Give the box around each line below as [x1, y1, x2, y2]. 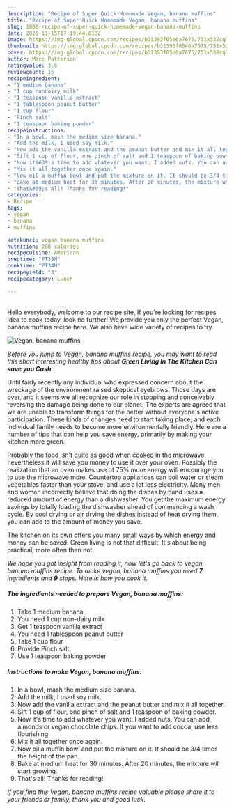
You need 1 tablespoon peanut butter [17, 630, 124, 638]
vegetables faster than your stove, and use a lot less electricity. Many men [7, 480, 221, 488]
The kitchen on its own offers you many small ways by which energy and [7, 531, 216, 539]
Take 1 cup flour [17, 637, 64, 645]
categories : [7, 192, 42, 198]
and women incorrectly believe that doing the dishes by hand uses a [7, 488, 203, 496]
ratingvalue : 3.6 [7, 62, 58, 69]
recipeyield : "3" [7, 269, 58, 276]
